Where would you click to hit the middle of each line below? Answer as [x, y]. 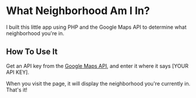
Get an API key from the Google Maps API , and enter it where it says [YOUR [97, 66]
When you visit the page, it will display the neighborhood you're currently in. [98, 83]
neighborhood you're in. [35, 33]
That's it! [17, 90]
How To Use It [32, 52]
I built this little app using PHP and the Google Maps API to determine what [96, 27]
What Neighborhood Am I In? [78, 11]
